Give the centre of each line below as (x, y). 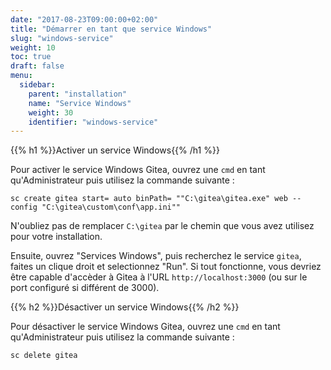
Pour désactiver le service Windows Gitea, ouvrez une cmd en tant (145, 327)
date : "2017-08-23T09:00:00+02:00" (84, 19)
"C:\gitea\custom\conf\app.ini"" (111, 207)
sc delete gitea (44, 356)
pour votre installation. (56, 237)
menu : (21, 76)
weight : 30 (51, 112)
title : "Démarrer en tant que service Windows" (111, 29)
